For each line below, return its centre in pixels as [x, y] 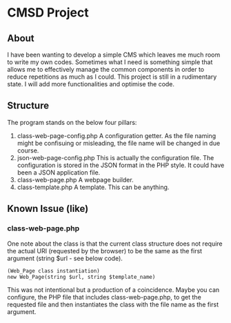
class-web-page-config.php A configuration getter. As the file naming [116, 135]
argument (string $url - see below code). [65, 258]
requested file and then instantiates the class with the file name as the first [113, 304]
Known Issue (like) [48, 209]
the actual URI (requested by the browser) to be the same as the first [104, 251]
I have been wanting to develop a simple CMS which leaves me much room [114, 55]
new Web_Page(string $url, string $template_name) [81, 277]
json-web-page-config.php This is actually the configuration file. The [115, 157]
